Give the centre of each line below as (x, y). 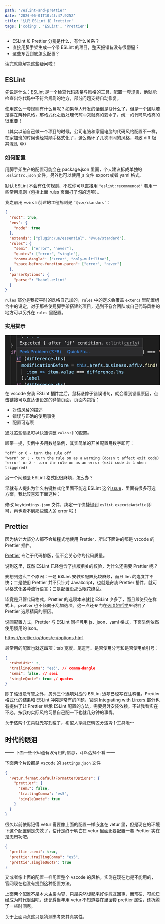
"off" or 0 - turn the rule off (38, 453)
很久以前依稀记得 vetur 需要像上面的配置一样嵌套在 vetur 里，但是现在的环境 (82, 824)
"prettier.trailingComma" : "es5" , (45, 857)
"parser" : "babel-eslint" (41, 280)
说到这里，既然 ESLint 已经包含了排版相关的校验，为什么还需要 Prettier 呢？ (82, 566)
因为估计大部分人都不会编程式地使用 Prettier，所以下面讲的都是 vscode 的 (80, 539)
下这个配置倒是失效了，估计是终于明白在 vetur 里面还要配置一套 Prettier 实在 (82, 831)
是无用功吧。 (18, 837)
